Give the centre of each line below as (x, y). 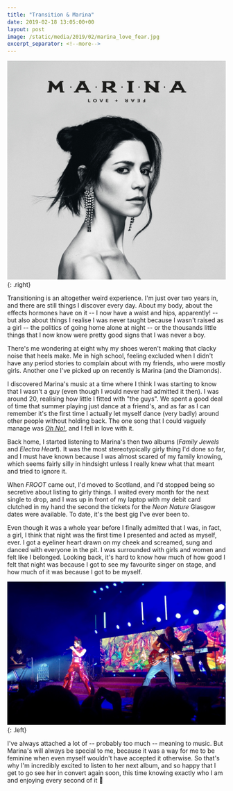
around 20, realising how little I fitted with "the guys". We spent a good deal (115, 399)
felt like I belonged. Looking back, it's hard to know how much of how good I (116, 557)
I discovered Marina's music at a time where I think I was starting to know (112, 384)
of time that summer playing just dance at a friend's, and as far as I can (109, 406)
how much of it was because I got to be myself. (75, 572)
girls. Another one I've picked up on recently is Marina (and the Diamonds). (114, 371)
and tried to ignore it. (37, 472)
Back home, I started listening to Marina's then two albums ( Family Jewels (113, 442)
